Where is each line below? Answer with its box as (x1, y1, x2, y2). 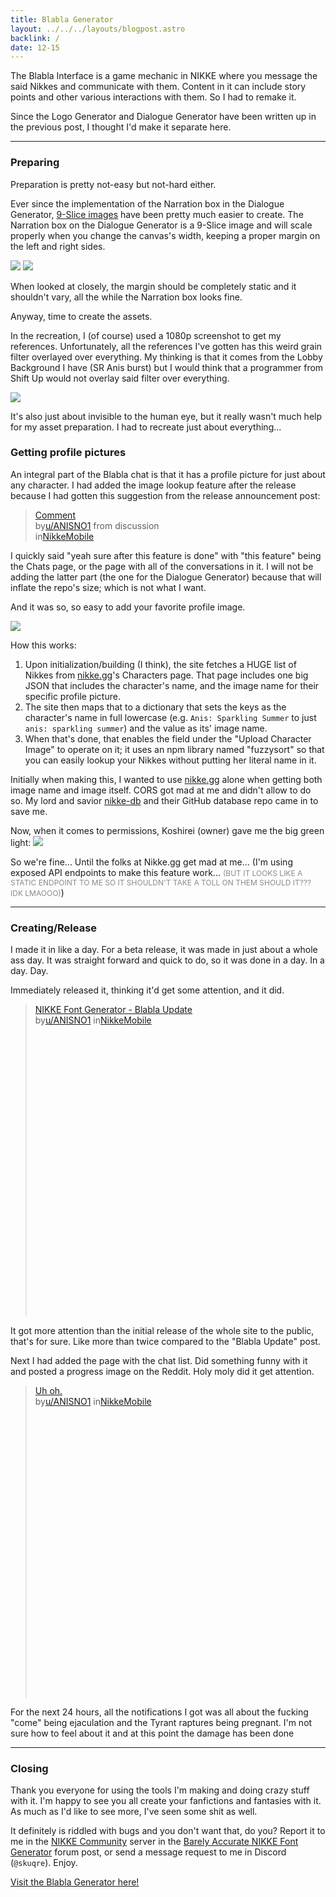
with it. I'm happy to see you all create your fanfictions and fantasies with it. (10, 1795, 322, 1807)
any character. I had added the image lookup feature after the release (10, 479, 297, 491)
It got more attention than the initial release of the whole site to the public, (10, 1325, 315, 1337)
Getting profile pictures (10, 446, 127, 460)
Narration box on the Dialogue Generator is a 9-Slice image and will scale (10, 219, 313, 231)
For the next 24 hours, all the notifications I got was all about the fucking (10, 1706, 309, 1718)
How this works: (10, 639, 77, 651)
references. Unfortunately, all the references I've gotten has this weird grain (10, 340, 323, 352)
